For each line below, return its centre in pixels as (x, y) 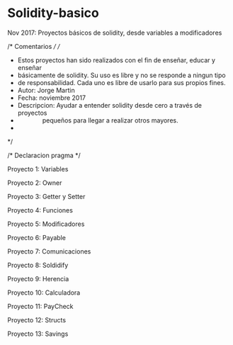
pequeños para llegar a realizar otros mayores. (110, 120)
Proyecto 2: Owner (35, 183)
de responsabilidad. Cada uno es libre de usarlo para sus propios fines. (121, 82)
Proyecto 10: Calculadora (44, 293)
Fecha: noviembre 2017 (52, 98)
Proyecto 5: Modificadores (46, 224)
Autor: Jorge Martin (46, 90)
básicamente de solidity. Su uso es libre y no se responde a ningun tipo (121, 75)
